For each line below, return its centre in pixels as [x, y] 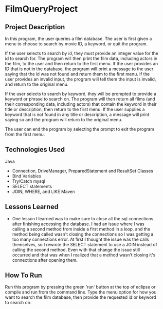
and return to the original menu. [37, 84]
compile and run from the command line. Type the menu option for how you [81, 292]
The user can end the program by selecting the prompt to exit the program [80, 129]
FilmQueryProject [41, 9]
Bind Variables [27, 176]
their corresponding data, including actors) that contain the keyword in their [81, 104]
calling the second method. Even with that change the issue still [76, 250]
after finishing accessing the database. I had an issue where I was [78, 224]
